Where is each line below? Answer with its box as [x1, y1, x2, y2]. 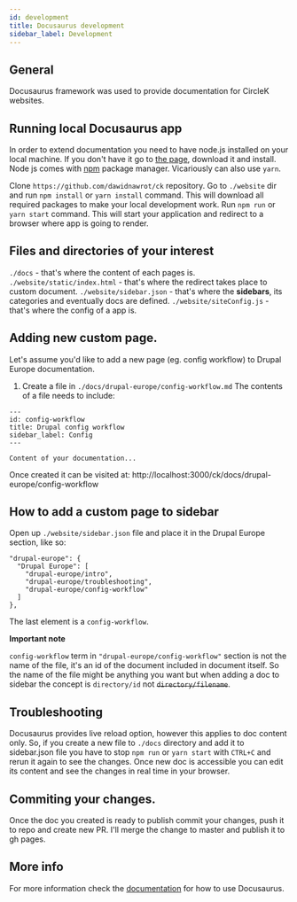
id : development [9, 12, 69, 22]
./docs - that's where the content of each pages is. [9, 267, 196, 277]
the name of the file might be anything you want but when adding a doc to [9, 670, 280, 680]
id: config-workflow [9, 415, 86, 424]
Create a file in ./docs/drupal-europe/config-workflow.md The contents [21, 380, 284, 391]
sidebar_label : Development [9, 29, 113, 38]
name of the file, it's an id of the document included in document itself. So [9, 660, 279, 671]
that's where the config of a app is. [9, 305, 137, 315]
